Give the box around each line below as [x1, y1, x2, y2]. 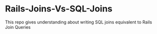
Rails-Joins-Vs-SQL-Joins [5, 3, 113, 14]
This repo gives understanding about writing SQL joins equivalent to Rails [5, 19, 152, 25]
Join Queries [5, 24, 31, 30]
